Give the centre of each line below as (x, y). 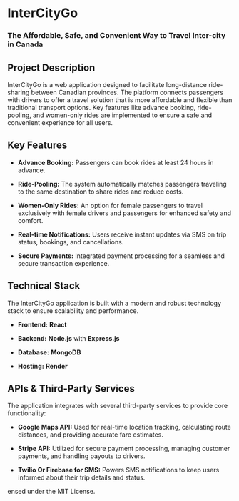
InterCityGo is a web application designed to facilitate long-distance (107, 84)
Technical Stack (44, 286)
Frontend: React (42, 324)
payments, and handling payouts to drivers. (81, 456)
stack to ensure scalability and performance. (73, 311)
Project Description (51, 68)
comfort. (30, 220)
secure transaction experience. (63, 263)
